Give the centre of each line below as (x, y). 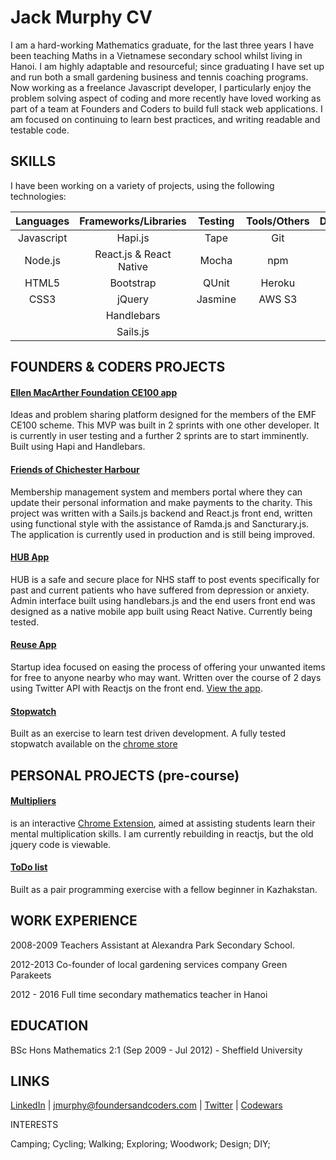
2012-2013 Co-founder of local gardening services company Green (149, 964)
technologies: (38, 196)
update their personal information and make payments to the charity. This (161, 502)
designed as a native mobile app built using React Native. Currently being (161, 611)
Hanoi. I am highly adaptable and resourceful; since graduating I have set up (167, 66)
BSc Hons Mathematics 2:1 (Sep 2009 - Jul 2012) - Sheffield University (156, 1050)
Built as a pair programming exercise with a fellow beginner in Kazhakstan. (164, 889)
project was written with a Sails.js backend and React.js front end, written (161, 513)
